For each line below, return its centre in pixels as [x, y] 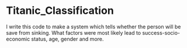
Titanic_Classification [60, 11]
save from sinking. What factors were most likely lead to [74, 32]
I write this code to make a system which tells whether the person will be [93, 27]
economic [18, 39]
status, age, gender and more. [67, 39]
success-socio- [161, 32]
